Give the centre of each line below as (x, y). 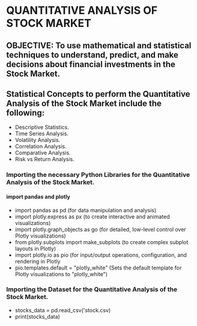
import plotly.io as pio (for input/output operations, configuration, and (101, 255)
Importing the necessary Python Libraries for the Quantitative (98, 175)
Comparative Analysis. (43, 153)
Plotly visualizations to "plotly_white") (61, 274)
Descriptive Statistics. (42, 128)
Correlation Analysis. (41, 146)
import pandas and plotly (38, 197)
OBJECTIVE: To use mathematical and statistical (99, 45)
